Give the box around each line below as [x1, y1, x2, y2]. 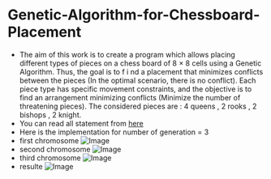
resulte [19, 161, 43, 171]
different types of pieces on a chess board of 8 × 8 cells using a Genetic [19, 58, 262, 68]
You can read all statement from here [19, 118, 144, 128]
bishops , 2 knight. [19, 109, 82, 119]
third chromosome [19, 152, 82, 163]
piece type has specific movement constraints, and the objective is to [19, 83, 252, 94]
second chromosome [19, 144, 91, 154]
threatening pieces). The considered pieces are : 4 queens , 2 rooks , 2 [19, 101, 257, 111]
